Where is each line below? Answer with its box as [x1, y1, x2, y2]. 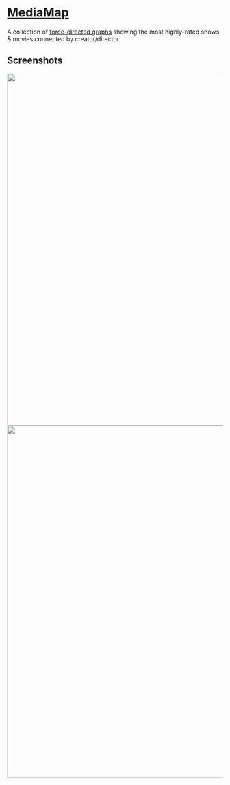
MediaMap [7, 5, 70, 21]
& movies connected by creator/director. [7, 34, 121, 43]
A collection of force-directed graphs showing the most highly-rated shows [7, 27, 220, 36]
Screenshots [7, 55, 63, 67]
